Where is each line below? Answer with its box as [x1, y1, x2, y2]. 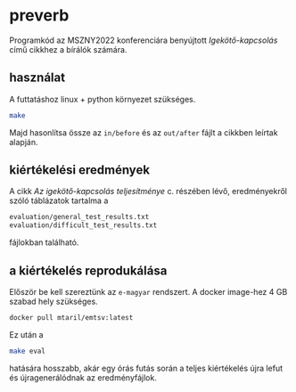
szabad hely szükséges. [9, 296, 98, 306]
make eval [9, 347, 46, 355]
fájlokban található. [9, 237, 79, 248]
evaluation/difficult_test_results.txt [9, 221, 158, 230]
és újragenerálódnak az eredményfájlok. [9, 372, 158, 383]
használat [9, 70, 65, 86]
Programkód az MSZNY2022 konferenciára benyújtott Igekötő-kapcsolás [9, 35, 278, 45]
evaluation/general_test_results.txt [9, 213, 150, 222]
